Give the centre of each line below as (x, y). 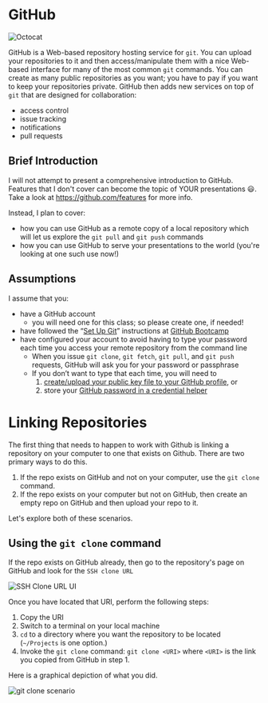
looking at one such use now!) (69, 254)
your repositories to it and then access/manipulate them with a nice (119, 61)
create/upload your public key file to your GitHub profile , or (140, 381)
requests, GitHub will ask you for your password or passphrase (135, 365)
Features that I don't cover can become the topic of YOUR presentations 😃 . (132, 189)
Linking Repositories (78, 422)
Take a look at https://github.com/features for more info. (100, 197)
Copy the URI (41, 617)
